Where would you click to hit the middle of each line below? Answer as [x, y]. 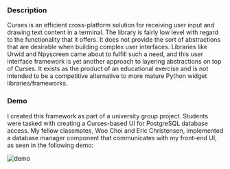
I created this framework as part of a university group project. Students [107, 116]
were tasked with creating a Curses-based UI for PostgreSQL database [107, 123]
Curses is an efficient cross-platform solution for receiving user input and [111, 25]
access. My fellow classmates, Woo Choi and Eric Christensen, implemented [115, 130]
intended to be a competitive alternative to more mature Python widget [107, 76]
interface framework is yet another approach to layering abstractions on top [114, 62]
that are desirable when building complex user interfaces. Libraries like [107, 47]
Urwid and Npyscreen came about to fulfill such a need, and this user [105, 54]
